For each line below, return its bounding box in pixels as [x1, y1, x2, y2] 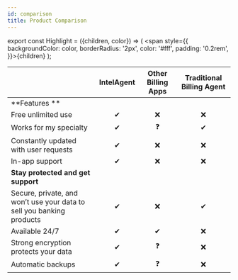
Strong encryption [11, 237, 72, 247]
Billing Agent [181, 82, 226, 91]
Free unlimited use [11, 109, 72, 119]
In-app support [11, 156, 62, 166]
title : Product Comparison [7, 17, 87, 24]
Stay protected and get [11, 167, 91, 177]
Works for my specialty [11, 123, 88, 132]
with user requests [11, 145, 73, 155]
